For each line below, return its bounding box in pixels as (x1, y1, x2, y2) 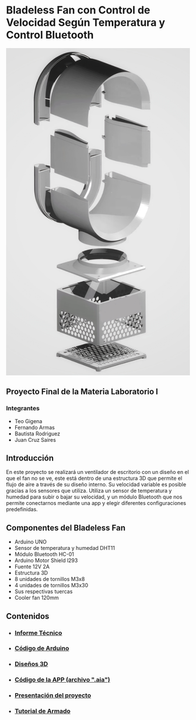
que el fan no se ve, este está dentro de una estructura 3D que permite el (6, 475, 183, 482)
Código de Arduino (14, 644, 69, 652)
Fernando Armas (14, 424, 55, 431)
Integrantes (6, 404, 40, 413)
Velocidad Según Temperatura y (6, 16, 165, 29)
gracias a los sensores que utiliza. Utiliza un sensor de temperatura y (6, 487, 172, 494)
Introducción (6, 454, 54, 463)
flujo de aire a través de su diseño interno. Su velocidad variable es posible (6, 481, 187, 488)
